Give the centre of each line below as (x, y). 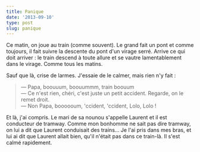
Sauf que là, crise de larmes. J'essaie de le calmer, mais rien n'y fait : (91, 75)
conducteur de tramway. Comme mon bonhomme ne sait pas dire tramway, (99, 124)
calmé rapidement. (29, 142)
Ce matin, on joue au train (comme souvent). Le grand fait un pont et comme (100, 45)
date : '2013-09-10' (30, 17)
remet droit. (35, 100)
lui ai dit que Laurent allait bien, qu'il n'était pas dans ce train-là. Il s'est (93, 137)
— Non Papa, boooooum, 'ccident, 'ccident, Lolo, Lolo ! (88, 106)
